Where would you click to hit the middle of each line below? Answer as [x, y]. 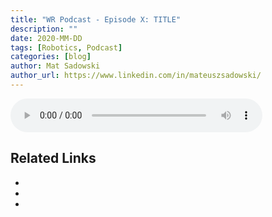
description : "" [44, 29]
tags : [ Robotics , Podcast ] [66, 47]
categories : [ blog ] [51, 57]
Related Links [53, 158]
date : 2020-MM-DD [46, 38]
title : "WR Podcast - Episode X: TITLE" [96, 19]
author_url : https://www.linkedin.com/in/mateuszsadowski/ [136, 76]
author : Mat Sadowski [55, 66]
